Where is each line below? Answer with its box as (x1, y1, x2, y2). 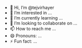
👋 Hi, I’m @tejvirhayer (9, 5, 55, 10)
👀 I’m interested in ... (9, 10, 52, 16)
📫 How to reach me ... (9, 26, 56, 31)
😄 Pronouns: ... (9, 33, 42, 39)
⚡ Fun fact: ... (9, 38, 37, 44)
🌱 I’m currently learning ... (9, 15, 63, 21)
